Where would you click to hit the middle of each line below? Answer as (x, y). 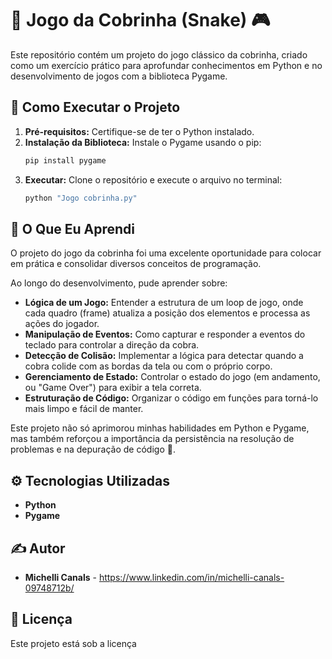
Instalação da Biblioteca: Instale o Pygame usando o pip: (143, 142)
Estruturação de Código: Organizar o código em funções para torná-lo (171, 398)
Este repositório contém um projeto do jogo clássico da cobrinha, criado (159, 54)
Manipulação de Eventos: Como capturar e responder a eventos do (165, 334)
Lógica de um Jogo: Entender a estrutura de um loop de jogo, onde (164, 303)
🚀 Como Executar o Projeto (95, 107)
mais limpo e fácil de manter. (84, 409)
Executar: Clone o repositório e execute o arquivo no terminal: (153, 179)
